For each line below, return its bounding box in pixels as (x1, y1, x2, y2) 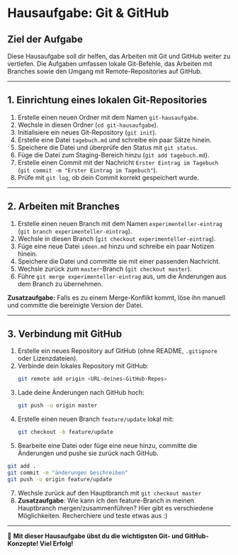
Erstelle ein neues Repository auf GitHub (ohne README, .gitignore (17, 347, 217, 355)
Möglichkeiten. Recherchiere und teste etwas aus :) (17, 511, 168, 520)
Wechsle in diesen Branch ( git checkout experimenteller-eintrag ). (17, 234, 216, 242)
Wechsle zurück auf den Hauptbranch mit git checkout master (17, 488, 202, 497)
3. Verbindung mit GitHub (7, 328, 123, 340)
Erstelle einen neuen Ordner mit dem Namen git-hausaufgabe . (17, 113, 199, 121)
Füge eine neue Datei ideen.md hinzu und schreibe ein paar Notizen (17, 242, 215, 250)
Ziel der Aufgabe (7, 33, 83, 45)
